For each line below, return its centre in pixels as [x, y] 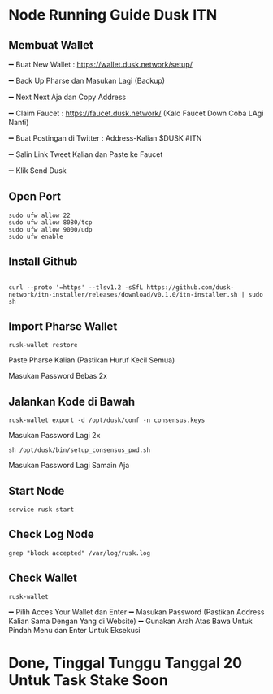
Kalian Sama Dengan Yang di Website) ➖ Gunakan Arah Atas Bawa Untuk [131, 621]
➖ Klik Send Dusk [37, 171]
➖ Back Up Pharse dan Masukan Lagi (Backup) [87, 80]
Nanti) [19, 122]
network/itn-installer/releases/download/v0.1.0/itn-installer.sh [123, 294]
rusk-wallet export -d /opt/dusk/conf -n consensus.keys [107, 420]
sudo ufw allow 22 [39, 215]
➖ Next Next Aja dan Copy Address [67, 97]
